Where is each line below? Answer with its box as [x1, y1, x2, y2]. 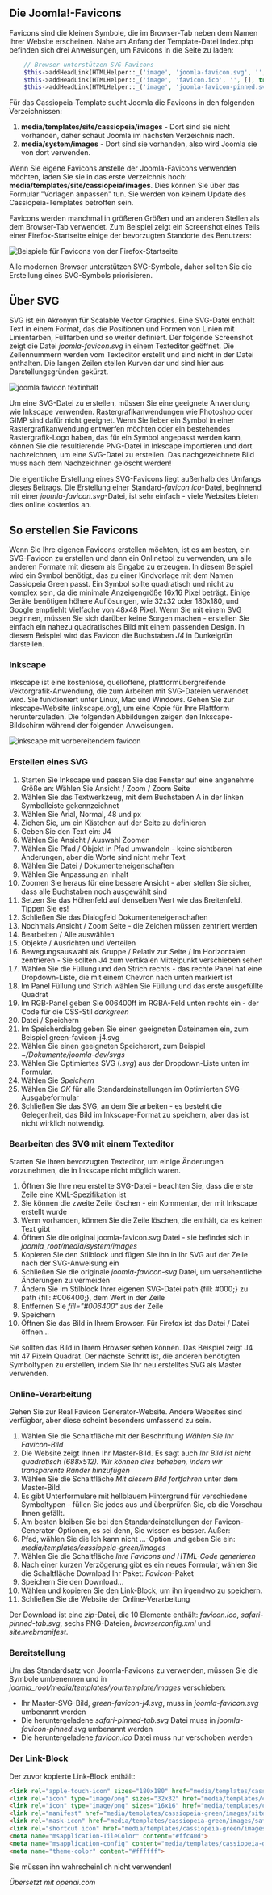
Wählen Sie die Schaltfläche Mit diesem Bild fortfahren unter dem [20, 1474, 239, 1484]
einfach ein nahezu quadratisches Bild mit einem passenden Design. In [9, 621, 245, 631]
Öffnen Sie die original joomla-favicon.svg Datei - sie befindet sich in [20, 1232, 250, 1242]
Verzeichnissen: [9, 107, 63, 116]
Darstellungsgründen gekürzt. [9, 367, 109, 377]
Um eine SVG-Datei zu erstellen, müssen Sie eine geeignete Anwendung [9, 398, 251, 408]
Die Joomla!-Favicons [9, 6, 122, 20]
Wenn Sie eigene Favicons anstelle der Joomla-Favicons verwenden [9, 163, 237, 173]
